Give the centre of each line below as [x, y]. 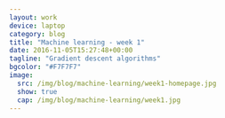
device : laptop [37, 26]
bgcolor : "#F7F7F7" [45, 67]
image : [21, 75]
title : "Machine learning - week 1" [77, 42]
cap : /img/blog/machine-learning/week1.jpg [99, 100]
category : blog [37, 34]
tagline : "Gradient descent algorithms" [85, 59]
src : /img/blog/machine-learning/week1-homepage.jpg [117, 83]
